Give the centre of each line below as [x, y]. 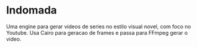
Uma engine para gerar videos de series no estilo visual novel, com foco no [99, 26]
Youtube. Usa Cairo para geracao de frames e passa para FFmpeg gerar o [97, 32]
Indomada [32, 10]
